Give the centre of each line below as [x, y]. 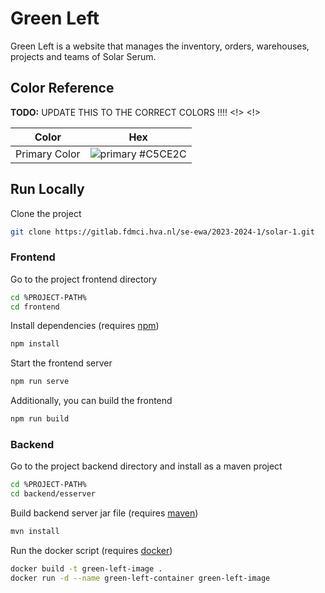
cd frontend [35, 307]
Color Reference [62, 88]
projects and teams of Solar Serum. [83, 56]
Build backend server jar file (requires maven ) [104, 513]
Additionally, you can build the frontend [91, 401]
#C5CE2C [163, 154]
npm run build [40, 419]
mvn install [35, 532]
